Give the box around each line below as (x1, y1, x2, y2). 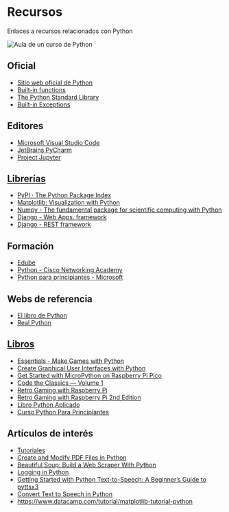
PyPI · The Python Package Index (16, 191, 112, 199)
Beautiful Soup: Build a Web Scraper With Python (16, 460, 156, 469)
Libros (7, 338, 35, 350)
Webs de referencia (7, 293, 93, 304)
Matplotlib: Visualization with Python (16, 199, 120, 207)
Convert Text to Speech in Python (16, 489, 113, 498)
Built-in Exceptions (16, 100, 71, 109)
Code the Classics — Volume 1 (16, 379, 104, 387)
